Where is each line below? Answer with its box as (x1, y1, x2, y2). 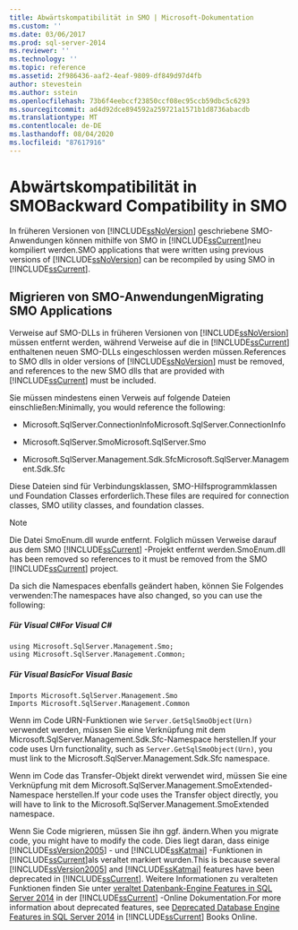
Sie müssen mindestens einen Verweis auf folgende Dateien (9, 392, 231, 403)
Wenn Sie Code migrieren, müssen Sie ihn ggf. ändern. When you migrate (9, 826, 279, 837)
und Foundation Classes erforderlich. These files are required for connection (9, 490, 289, 501)
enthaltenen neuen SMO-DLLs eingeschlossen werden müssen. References (9, 346, 286, 357)
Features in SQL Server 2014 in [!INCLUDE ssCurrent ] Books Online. (9, 911, 258, 923)
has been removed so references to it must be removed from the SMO (9, 553, 268, 564)
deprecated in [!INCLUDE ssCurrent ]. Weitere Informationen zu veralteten (9, 874, 278, 884)
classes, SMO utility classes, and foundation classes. (9, 499, 205, 511)
